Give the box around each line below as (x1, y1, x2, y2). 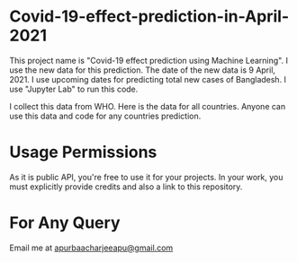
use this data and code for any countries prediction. (9, 110, 202, 121)
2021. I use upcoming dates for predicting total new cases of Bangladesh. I (9, 74, 286, 84)
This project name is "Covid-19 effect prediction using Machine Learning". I (9, 55, 288, 65)
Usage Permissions (9, 142, 157, 162)
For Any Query (9, 213, 121, 233)
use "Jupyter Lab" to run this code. (9, 83, 139, 94)
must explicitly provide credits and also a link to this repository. (9, 181, 243, 192)
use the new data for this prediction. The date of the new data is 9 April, (9, 65, 276, 75)
